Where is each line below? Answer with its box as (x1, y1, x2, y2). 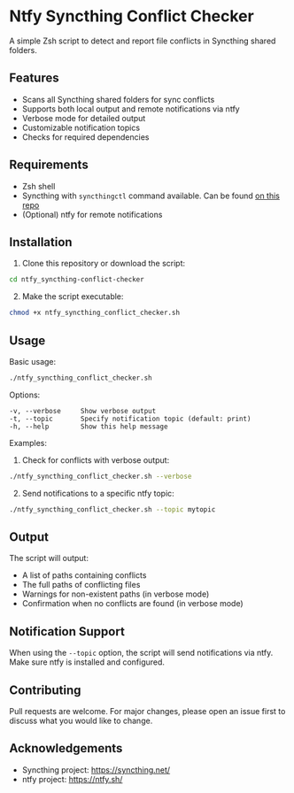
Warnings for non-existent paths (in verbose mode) (21, 589, 210, 599)
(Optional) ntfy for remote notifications (21, 209, 163, 219)
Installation (9, 235, 73, 250)
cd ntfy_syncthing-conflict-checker (9, 275, 144, 284)
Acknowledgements (9, 741, 123, 756)
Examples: (9, 437, 47, 448)
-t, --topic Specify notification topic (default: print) (9, 414, 251, 423)
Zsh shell (21, 181, 56, 191)
